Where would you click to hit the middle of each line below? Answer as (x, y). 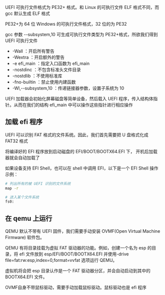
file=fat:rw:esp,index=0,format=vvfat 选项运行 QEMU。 (61, 260)
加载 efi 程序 (24, 122)
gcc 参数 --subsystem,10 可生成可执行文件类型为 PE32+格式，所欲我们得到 (82, 34)
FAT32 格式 (17, 141)
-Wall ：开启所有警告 (33, 51)
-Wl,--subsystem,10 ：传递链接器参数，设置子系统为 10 (68, 88)
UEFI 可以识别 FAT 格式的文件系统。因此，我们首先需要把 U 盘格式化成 (77, 134)
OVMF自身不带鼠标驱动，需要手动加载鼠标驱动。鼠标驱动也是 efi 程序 (76, 288)
